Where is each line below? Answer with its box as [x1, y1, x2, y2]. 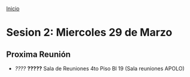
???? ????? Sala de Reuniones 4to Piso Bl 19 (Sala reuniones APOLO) [14, 65, 185, 72]
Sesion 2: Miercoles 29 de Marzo [6, 26, 173, 39]
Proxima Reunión [6, 49, 71, 59]
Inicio [6, 5, 20, 12]
